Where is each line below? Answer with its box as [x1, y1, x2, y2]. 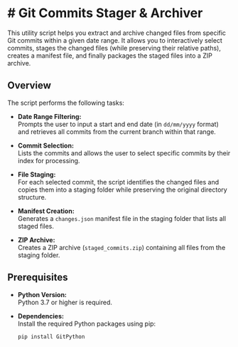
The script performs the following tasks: [7, 98, 124, 107]
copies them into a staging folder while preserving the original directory [17, 185, 227, 194]
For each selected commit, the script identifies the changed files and [17, 177, 220, 186]
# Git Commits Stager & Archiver [7, 5, 203, 21]
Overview [7, 80, 52, 92]
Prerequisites [7, 271, 68, 284]
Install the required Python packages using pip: [17, 319, 156, 328]
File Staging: [17, 170, 56, 179]
